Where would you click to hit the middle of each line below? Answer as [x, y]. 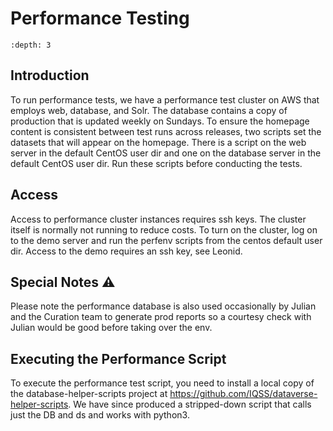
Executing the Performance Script [118, 358]
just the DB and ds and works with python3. [100, 415]
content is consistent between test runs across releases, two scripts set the [166, 131]
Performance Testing [100, 18]
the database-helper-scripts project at [89, 394]
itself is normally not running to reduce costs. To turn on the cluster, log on [164, 229]
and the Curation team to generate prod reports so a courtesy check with [161, 317]
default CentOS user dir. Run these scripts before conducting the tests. [156, 163]
